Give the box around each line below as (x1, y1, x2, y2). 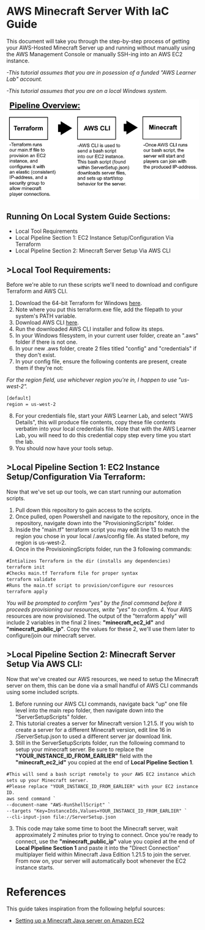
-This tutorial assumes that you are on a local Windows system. (6, 87, 168, 94)
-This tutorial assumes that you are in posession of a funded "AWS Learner (6, 68, 196, 76)
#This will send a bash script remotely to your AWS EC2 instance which (6, 771, 196, 777)
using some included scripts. (6, 688, 80, 695)
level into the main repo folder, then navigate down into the (15, 706, 164, 714)
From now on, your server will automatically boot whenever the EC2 (15, 857, 187, 865)
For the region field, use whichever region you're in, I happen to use (6, 376, 177, 383)
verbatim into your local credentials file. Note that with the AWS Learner (15, 425, 196, 432)
